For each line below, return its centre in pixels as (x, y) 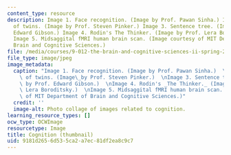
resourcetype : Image (37, 128)
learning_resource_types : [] (49, 115)
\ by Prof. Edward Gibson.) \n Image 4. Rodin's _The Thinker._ (113, 84)
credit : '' (29, 103)
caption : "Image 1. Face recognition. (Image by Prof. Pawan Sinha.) (115, 71)
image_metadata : (30, 64)
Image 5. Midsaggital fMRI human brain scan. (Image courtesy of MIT (115, 39)
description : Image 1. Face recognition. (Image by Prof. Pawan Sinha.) (113, 20)
